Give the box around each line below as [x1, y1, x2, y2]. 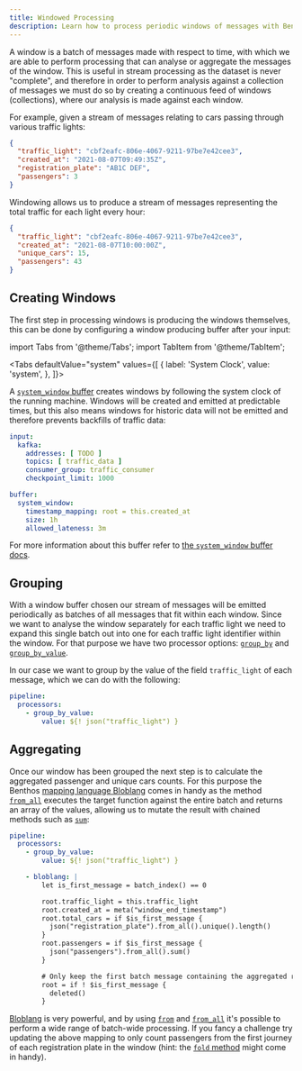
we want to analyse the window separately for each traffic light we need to [9, 619, 286, 630]
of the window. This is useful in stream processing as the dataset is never [9, 65, 281, 77]
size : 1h [25, 515, 58, 524]
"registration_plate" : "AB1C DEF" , [17, 164, 151, 173]
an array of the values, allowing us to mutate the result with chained [9, 803, 261, 815]
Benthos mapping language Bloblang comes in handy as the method [9, 785, 262, 795]
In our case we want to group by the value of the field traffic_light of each [9, 665, 292, 676]
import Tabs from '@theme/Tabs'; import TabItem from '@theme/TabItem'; [9, 341, 286, 352]
